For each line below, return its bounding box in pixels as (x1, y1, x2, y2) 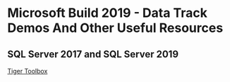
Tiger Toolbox (7, 67, 48, 75)
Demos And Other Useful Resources (7, 20, 224, 36)
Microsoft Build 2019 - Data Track (7, 5, 208, 21)
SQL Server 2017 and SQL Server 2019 (7, 48, 178, 60)
